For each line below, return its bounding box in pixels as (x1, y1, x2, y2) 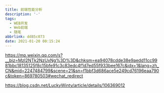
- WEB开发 (9, 20, 28, 26)
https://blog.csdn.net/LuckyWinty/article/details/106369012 (5, 82, 125, 88)
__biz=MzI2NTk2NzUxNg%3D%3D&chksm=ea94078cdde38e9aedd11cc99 (5, 57, 158, 63)
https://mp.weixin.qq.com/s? (5, 52, 63, 58)
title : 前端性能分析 (5, 7, 43, 12)
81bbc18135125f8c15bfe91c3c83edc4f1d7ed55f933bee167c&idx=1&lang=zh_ (5, 62, 159, 68)
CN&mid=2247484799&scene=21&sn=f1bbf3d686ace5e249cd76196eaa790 (5, 68, 159, 74)
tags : (5, 16, 16, 21)
